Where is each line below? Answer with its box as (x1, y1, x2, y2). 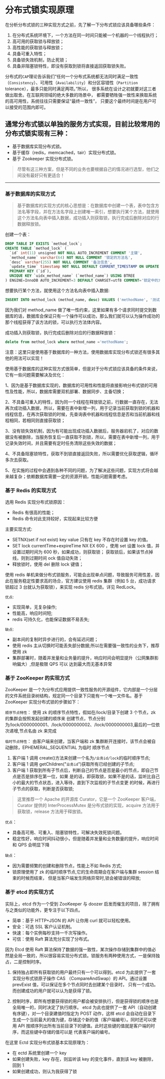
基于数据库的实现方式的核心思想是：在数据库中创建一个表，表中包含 (17, 202, 155, 208)
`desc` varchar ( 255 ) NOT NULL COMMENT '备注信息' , (9, 260, 112, 265)
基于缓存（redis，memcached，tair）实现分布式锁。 (12, 149, 119, 155)
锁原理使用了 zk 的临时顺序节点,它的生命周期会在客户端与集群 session (12, 869, 154, 875)
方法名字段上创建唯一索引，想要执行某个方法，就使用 (51, 209, 160, 215)
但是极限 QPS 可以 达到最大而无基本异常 (30, 661, 112, 667)
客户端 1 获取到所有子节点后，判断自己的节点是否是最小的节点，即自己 (12, 767, 155, 774)
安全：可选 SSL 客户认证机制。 (12, 923, 75, 929)
